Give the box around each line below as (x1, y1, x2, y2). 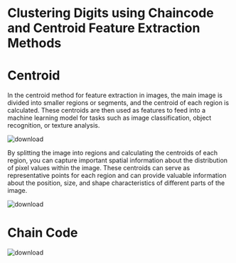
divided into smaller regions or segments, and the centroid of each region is (7, 99, 230, 107)
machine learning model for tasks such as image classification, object (7, 113, 212, 122)
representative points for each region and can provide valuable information (7, 172, 227, 180)
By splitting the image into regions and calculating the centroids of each (7, 149, 218, 157)
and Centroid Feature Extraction (7, 20, 200, 36)
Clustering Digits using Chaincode (7, 5, 215, 21)
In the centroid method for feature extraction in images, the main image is (7, 91, 222, 100)
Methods (7, 35, 62, 51)
